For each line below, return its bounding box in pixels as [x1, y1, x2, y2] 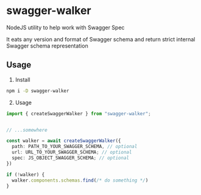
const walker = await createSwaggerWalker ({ [6, 138, 121, 144]
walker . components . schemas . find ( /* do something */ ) [12, 177, 149, 183]
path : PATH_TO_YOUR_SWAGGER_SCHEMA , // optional [12, 144, 138, 150]
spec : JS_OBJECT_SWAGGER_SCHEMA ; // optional [12, 155, 130, 161]
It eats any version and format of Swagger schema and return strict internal [6, 35, 196, 43]
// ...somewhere [6, 127, 48, 133]
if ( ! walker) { [6, 171, 45, 177]
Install [15, 76, 30, 83]
